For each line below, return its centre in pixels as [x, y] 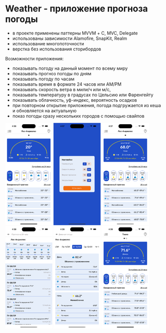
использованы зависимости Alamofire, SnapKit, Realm [70, 38]
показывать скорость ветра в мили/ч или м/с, [62, 89]
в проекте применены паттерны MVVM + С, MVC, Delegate [75, 33]
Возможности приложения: [34, 58]
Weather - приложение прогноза [77, 9]
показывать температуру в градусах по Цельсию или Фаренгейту [83, 95]
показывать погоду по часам [43, 79]
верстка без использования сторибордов [57, 49]
